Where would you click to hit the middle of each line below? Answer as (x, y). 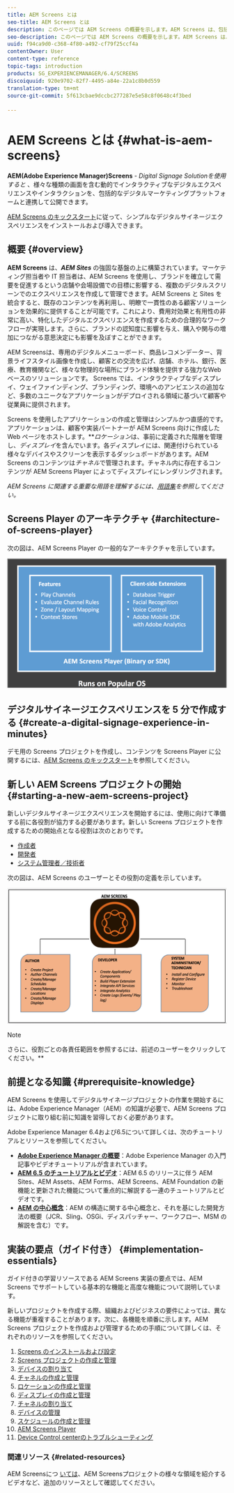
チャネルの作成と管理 (48, 1378)
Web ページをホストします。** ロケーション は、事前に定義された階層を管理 (115, 436)
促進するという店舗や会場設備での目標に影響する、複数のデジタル (114, 285)
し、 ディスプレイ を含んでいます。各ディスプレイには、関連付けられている (113, 445)
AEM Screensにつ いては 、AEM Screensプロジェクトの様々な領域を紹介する (117, 1473)
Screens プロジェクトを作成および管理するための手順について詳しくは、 (111, 1328)
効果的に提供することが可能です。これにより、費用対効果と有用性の (123, 311)
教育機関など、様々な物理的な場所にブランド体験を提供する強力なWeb (120, 369)
